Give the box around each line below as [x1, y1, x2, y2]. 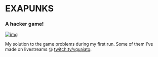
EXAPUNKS [5, 3, 54, 14]
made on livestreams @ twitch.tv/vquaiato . [5, 46, 92, 52]
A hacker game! [5, 21, 44, 28]
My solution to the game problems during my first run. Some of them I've [5, 41, 153, 47]
